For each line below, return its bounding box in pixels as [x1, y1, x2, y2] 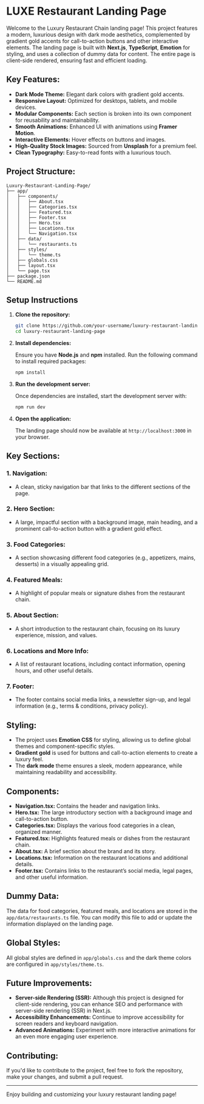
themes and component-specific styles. [15, 742, 115, 750]
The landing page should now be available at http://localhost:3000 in [15, 427, 192, 434]
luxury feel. [15, 756, 44, 763]
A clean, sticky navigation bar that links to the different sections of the [15, 483, 191, 491]
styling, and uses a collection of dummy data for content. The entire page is [6, 50, 196, 57]
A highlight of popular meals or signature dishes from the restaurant [15, 589, 185, 597]
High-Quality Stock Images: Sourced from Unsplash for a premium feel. [15, 142, 197, 150]
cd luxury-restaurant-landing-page [15, 329, 106, 335]
